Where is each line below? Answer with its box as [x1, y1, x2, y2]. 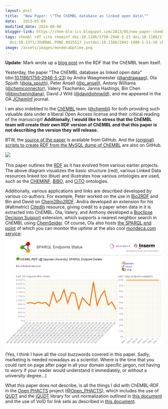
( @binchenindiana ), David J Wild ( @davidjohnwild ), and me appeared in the [5, 90, 161, 96]
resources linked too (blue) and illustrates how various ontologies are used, [5, 173, 160, 179]
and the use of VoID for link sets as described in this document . [5, 398, 136, 404]
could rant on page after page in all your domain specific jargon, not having [5, 362, 160, 368]
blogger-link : [5, 29, 35, 35]
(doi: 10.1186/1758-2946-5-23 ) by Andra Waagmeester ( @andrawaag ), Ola [5, 74, 157, 80]
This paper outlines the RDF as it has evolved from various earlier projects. [5, 162, 159, 168]
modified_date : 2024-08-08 [5, 24, 61, 29]
